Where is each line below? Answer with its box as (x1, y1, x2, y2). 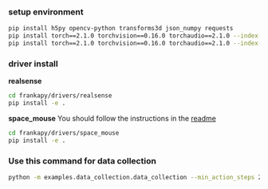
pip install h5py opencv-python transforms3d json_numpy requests (8, 25, 234, 33)
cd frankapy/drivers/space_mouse (8, 128, 120, 137)
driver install (8, 58, 58, 69)
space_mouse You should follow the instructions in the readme (8, 113, 217, 123)
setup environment (8, 6, 84, 18)
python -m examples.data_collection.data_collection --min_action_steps (8, 174, 255, 182)
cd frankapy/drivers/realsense (8, 92, 112, 100)
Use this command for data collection (8, 155, 157, 166)
